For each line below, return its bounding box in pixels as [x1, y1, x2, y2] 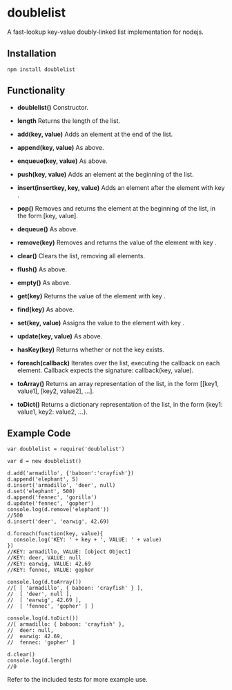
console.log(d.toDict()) [7, 615, 79, 622]
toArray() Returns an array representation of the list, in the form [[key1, [17, 379, 220, 387]
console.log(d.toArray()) [7, 579, 81, 586]
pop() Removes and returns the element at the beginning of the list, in [17, 204, 216, 212]
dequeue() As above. [17, 224, 78, 233]
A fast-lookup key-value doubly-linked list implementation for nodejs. [7, 28, 204, 36]
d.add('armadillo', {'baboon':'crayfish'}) [7, 470, 135, 477]
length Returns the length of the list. [17, 116, 121, 125]
